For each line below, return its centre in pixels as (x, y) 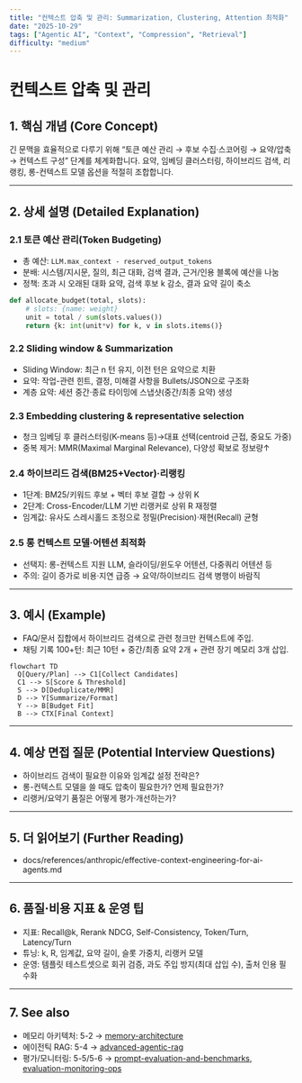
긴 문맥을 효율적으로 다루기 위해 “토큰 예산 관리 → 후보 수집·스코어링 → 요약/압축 (151, 150)
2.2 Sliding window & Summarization (91, 349)
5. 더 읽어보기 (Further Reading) (97, 837)
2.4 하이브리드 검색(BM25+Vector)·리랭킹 (98, 473)
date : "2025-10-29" (46, 26)
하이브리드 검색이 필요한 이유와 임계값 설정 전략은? (111, 776)
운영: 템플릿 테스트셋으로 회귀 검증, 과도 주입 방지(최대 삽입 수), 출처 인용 (149, 964)
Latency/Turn (47, 942)
